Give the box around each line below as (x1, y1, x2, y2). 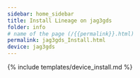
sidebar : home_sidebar (7, 10, 74, 18)
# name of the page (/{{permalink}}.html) (7, 30, 134, 38)
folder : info (7, 23, 46, 30)
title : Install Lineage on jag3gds (7, 17, 112, 24)
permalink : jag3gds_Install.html (7, 37, 106, 44)
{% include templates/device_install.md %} (7, 63, 133, 71)
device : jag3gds (7, 43, 55, 50)
